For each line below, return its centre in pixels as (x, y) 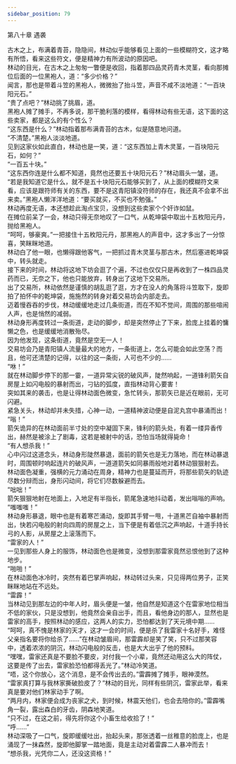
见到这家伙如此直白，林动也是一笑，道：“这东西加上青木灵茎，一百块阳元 (113, 146)
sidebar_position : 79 (39, 14)
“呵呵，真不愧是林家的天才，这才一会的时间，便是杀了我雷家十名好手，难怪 (117, 630)
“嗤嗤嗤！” (22, 507)
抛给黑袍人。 (26, 225)
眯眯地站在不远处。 (35, 586)
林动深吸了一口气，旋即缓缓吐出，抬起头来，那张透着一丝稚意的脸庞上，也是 (118, 735)
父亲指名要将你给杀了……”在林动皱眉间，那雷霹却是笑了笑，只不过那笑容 (112, 639)
